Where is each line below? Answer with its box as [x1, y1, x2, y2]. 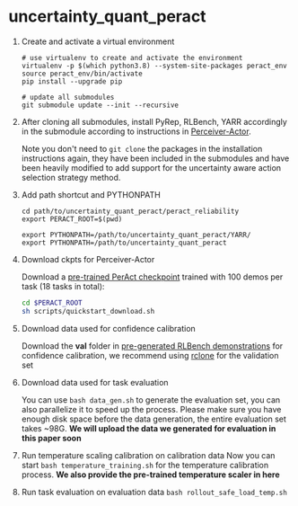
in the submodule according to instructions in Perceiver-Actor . [21, 126, 252, 137]
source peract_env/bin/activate [21, 69, 143, 78]
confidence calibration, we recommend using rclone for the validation [21, 350, 279, 360]
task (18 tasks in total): [21, 280, 105, 291]
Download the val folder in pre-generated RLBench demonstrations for [21, 340, 284, 351]
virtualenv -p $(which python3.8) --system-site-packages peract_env [21, 61, 288, 70]
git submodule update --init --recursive [21, 101, 179, 110]
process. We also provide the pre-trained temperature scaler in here [21, 469, 280, 480]
